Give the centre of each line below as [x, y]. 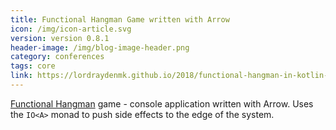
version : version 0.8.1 [60, 38]
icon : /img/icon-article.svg [71, 29]
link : [21, 76]
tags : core [33, 66]
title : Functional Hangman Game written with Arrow [120, 19]
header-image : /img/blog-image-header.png [100, 47]
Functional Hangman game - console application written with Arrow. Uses [162, 103]
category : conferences [57, 57]
